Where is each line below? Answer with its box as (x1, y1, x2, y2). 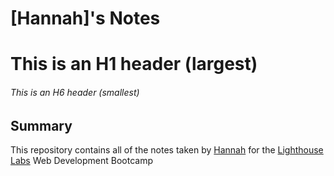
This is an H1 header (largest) (10, 53, 258, 76)
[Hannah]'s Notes (10, 7, 161, 30)
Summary (10, 117, 73, 134)
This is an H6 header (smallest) (10, 86, 140, 98)
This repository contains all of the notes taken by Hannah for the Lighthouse (10, 144, 324, 156)
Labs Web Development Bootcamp (10, 155, 153, 166)
